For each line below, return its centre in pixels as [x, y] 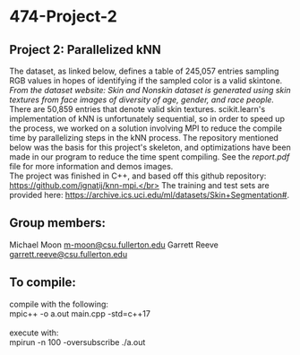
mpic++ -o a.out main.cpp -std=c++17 [80, 313]
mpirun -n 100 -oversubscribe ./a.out [77, 342]
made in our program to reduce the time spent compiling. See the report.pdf [150, 157]
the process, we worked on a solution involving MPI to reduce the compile [146, 128]
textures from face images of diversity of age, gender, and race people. [142, 100]
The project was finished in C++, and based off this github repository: [138, 176]
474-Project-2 [64, 17]
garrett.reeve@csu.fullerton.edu [69, 254]
